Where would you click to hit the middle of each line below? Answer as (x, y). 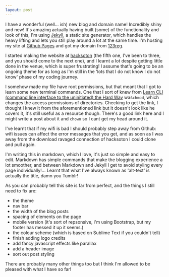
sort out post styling (33, 254)
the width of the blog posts (41, 211)
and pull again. (21, 145)
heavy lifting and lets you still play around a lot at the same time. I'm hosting (84, 40)
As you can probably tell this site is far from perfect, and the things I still (80, 185)
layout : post (19, 10)
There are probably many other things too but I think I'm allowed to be (78, 264)
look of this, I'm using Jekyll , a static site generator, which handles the (78, 35)
